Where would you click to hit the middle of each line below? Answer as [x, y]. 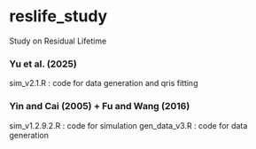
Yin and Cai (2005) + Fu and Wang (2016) [100, 106]
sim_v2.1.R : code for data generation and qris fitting [104, 83]
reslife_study [58, 16]
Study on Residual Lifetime [58, 41]
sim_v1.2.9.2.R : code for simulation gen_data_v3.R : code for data [128, 125]
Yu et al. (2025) [43, 64]
